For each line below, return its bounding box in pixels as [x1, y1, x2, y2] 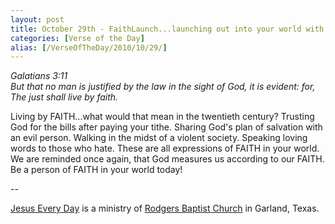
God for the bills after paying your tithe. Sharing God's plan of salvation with [10, 121, 323, 133]
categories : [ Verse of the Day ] [10, 33, 145, 43]
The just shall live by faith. [10, 91, 119, 103]
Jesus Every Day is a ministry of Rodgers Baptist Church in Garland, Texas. [10, 202, 320, 215]
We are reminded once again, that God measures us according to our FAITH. [10, 153, 325, 165]
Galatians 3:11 [10, 70, 68, 82]
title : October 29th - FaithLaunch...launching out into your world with [10, 24, 325, 34]
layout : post [10, 14, 65, 25]
